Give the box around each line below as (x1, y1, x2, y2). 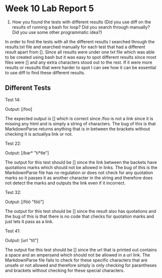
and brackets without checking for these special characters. (5, 267, 125, 273)
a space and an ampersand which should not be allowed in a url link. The (5, 252, 150, 258)
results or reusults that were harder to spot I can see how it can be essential (5, 64, 156, 70)
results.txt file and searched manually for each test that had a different (5, 44, 146, 50)
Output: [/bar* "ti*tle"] (5, 150, 49, 156)
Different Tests (5, 84, 51, 92)
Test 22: (5, 140, 22, 146)
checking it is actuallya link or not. (5, 131, 73, 137)
